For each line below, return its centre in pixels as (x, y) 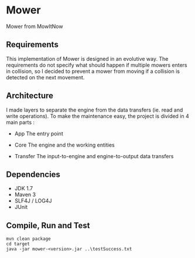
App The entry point (39, 133)
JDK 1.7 (24, 189)
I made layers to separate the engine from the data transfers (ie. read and (95, 110)
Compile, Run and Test (48, 225)
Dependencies (33, 174)
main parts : (20, 122)
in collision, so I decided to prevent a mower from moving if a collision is (93, 71)
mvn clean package (28, 239)
